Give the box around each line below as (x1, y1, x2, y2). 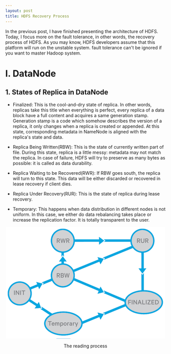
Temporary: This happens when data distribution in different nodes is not (12, 206, 166, 212)
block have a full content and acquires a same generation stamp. (12, 112, 149, 118)
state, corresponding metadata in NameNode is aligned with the (12, 128, 147, 134)
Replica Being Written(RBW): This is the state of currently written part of (12, 144, 164, 150)
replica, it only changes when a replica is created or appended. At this (12, 123, 159, 129)
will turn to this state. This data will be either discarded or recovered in (12, 175, 161, 181)
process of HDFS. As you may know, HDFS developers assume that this (5, 39, 155, 45)
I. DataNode (5, 68, 56, 79)
